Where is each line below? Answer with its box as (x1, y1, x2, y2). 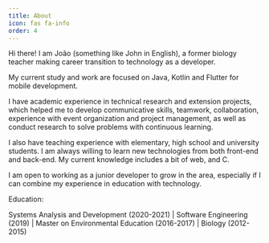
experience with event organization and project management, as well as (8, 114, 247, 124)
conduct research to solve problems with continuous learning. (8, 122, 214, 132)
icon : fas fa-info (8, 19, 70, 27)
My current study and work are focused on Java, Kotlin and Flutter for (8, 73, 239, 83)
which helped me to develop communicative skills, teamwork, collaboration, (8, 105, 259, 115)
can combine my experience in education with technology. (8, 179, 202, 188)
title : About (8, 11, 52, 20)
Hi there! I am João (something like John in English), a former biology (8, 49, 237, 59)
